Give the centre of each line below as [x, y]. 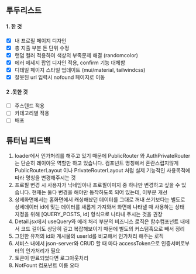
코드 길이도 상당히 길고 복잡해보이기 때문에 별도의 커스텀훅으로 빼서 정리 [103, 229]
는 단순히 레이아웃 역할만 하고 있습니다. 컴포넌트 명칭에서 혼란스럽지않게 [97, 163]
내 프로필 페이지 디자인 [40, 40]
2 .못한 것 [17, 92]
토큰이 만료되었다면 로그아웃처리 [51, 258]
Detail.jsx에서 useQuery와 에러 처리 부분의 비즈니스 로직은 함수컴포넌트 [97, 221]
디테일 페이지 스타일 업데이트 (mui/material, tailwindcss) [80, 70]
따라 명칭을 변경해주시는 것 [45, 178]
